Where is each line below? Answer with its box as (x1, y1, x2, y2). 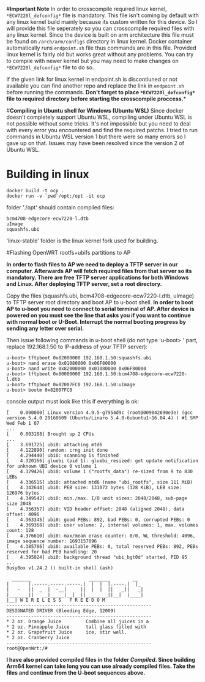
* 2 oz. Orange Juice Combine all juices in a (6, 618, 149, 624)
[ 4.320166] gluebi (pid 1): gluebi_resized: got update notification (6, 457, 199, 464)
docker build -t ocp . (6, 187, 64, 193)
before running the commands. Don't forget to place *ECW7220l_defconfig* (6, 89, 196, 96)
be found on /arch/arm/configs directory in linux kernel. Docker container (6, 38, 193, 45)
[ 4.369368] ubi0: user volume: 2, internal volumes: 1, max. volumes (6, 522, 199, 528)
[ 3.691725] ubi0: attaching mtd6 (6, 441, 103, 448)
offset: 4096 (6, 511, 40, 517)
